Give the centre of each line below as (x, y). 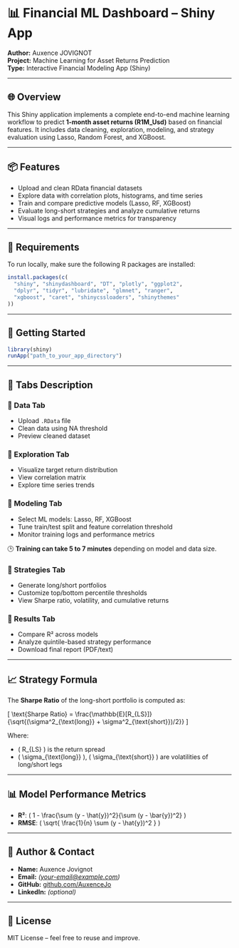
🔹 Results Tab (31, 618)
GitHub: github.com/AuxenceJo (64, 884)
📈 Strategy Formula (53, 679)
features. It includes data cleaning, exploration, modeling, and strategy (111, 129)
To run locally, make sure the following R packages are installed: (101, 265)
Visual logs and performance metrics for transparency (97, 218)
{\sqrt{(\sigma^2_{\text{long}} (51, 722)
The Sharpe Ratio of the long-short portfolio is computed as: (96, 700)
